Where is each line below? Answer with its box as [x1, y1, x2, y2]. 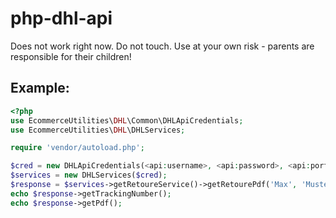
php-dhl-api [10, 7, 113, 30]
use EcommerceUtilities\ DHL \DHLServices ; [10, 125, 186, 135]
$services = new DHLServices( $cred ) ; [10, 170, 168, 181]
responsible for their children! [10, 50, 132, 62]
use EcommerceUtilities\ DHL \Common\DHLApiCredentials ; [10, 115, 244, 126]
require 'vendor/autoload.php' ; [10, 143, 145, 153]
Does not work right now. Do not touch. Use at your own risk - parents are [10, 40, 315, 52]
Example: [10, 80, 70, 97]
